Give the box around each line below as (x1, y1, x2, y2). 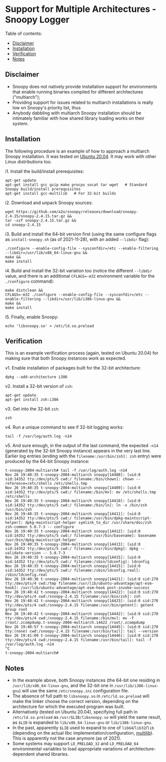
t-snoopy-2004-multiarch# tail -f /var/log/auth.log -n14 (5, 468, 127, 473)
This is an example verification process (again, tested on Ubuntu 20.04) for (5, 350, 159, 356)
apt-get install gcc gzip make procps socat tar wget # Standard (5, 182, 148, 187)
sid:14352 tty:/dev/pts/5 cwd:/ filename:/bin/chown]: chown (5, 477, 134, 482)
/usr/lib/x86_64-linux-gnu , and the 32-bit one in (12, 683, 113, 688)
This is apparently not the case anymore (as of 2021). (12, 735, 121, 741)
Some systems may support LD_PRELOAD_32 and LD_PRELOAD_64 (12, 741, 139, 747)
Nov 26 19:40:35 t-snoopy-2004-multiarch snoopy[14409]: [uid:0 (5, 485, 141, 490)
